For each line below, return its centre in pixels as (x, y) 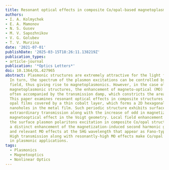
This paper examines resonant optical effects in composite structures (87, 99)
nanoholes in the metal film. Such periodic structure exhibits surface (88, 108)
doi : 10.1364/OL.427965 (30, 71)
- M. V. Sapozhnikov (27, 33)
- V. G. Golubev (22, 38)
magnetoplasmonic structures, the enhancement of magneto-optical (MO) (87, 89)
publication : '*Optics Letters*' (40, 66)
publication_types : (26, 57)
